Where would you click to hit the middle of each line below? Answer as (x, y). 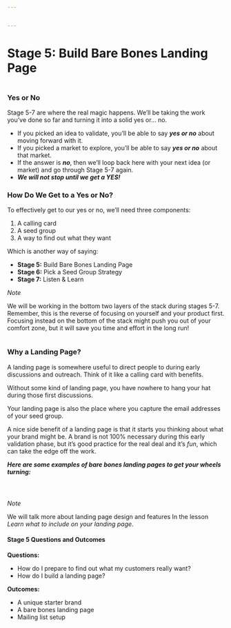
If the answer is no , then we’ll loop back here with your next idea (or (114, 162)
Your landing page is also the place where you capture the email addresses (114, 408)
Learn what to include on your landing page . (70, 524)
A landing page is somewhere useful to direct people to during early (104, 367)
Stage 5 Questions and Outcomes (56, 540)
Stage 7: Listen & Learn (50, 279)
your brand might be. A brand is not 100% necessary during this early (106, 436)
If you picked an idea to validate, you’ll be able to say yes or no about (116, 133)
